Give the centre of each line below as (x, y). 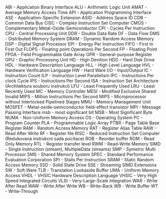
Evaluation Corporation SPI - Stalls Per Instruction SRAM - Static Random (80, 160)
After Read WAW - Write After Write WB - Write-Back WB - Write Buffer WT (82, 186)
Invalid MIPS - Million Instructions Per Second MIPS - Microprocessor (76, 97)
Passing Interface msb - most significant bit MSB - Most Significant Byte (79, 112)
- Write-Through (22, 191)
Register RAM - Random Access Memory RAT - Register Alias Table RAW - (81, 128)
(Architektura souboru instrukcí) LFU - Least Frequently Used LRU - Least (80, 86)
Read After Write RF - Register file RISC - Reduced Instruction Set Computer (83, 133)
